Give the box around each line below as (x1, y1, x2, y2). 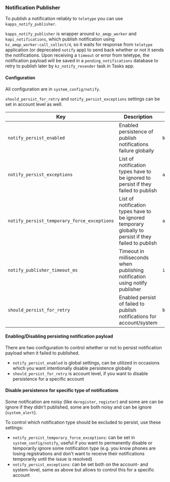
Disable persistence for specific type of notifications (5, 387, 119, 393)
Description (123, 113, 153, 120)
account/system (118, 319, 158, 326)
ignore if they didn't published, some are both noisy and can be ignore (5, 404, 152, 410)
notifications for (118, 313, 157, 320)
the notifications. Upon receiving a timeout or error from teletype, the (5, 52, 150, 58)
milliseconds (118, 254, 149, 261)
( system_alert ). (5, 409, 37, 415)
